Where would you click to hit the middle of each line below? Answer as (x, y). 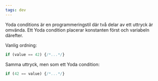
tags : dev (16, 10)
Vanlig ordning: (21, 45)
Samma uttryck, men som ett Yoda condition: (52, 64)
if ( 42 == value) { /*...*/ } (35, 74)
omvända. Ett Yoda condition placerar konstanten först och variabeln (77, 30)
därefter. (14, 35)
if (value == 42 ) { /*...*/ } (35, 55)
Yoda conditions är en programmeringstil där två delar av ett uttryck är (79, 24)
